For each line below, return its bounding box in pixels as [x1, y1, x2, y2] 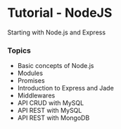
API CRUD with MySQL [17, 99, 84, 107]
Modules [17, 69, 44, 78]
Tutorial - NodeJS [7, 5, 113, 21]
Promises [17, 76, 45, 85]
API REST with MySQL [17, 107, 82, 115]
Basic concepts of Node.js [17, 62, 94, 70]
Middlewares [17, 91, 56, 100]
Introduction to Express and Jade [17, 84, 114, 93]
